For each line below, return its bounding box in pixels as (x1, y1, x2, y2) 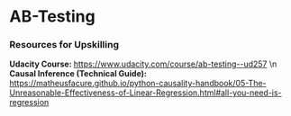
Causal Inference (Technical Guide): (9, 68, 147, 79)
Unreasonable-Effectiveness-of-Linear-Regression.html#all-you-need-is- (9, 87, 282, 98)
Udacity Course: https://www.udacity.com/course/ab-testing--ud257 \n (9, 58, 277, 69)
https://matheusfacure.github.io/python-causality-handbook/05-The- (9, 78, 268, 89)
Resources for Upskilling (9, 39, 120, 51)
